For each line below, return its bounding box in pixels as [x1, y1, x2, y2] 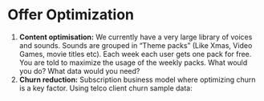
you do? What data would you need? [18, 66, 140, 75]
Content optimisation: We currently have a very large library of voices [18, 32, 253, 42]
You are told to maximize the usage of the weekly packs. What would [18, 58, 248, 67]
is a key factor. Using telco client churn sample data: [18, 83, 193, 93]
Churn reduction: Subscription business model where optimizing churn [18, 75, 256, 84]
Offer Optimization [7, 6, 134, 24]
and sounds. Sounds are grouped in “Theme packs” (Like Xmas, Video [18, 40, 253, 50]
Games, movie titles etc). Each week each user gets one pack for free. [18, 49, 252, 59]
